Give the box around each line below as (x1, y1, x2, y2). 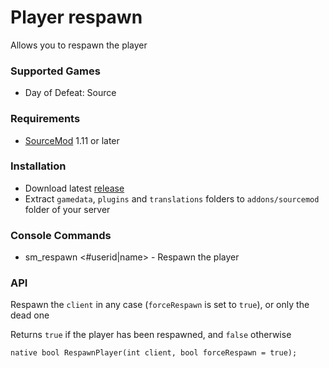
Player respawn (10, 6, 143, 29)
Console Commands (10, 228, 112, 242)
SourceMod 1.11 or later (24, 134, 120, 146)
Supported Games (10, 64, 101, 78)
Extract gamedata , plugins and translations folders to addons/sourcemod (24, 192, 320, 205)
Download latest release (24, 182, 125, 194)
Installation (10, 159, 67, 173)
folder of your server (24, 203, 111, 215)
